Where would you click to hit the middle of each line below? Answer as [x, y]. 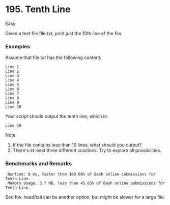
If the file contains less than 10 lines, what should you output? [77, 145]
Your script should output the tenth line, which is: [57, 116]
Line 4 [12, 80]
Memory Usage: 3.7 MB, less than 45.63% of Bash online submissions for [86, 183]
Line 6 [12, 89]
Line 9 [12, 103]
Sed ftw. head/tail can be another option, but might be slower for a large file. [85, 197]
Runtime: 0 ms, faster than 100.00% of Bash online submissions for [82, 174]
